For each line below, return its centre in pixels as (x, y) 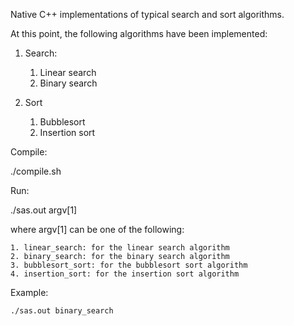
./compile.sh (36, 171)
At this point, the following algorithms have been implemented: (139, 33)
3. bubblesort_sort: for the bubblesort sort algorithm (129, 265)
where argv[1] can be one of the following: (97, 229)
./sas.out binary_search (62, 311)
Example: (29, 292)
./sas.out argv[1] (44, 210)
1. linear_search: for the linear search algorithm (120, 248)
